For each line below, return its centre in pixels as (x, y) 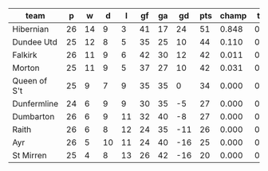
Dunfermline (35, 104)
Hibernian (31, 29)
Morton (26, 68)
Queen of (30, 81)
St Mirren (30, 155)
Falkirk (25, 55)
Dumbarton (33, 117)
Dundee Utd (35, 42)
